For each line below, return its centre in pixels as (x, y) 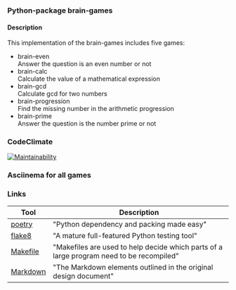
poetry (22, 224)
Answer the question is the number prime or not (87, 124)
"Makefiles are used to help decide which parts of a (138, 246)
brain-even (33, 57)
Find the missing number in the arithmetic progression (96, 109)
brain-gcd (32, 86)
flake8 (21, 235)
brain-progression (44, 101)
